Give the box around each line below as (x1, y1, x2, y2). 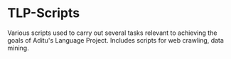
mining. (7, 43, 30, 52)
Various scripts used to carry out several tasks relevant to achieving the (7, 28, 217, 37)
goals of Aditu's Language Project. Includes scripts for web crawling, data (7, 36, 224, 44)
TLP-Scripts (7, 5, 80, 21)
